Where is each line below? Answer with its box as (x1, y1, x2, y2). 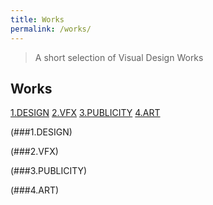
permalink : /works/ (10, 24, 92, 34)
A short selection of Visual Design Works (34, 51, 204, 63)
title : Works (10, 14, 65, 25)
